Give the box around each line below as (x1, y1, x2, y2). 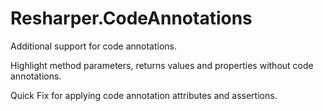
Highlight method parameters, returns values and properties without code (10, 59, 314, 71)
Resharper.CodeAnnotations (10, 7, 253, 30)
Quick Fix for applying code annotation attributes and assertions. (10, 89, 278, 101)
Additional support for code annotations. (10, 40, 178, 52)
